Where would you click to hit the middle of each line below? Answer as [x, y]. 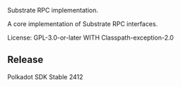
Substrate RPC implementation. [53, 10]
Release [25, 60]
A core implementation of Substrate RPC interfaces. [82, 24]
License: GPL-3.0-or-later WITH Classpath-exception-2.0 [91, 37]
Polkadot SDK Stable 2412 [45, 76]
